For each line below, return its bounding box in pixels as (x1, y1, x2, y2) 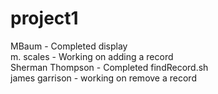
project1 (10, 7, 79, 30)
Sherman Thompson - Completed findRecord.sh (10, 61, 209, 73)
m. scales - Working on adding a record (10, 50, 174, 62)
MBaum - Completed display (10, 40, 128, 52)
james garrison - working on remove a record (10, 72, 197, 84)
